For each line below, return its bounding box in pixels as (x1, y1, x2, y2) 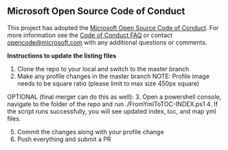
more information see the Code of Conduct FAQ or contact (7, 31, 173, 39)
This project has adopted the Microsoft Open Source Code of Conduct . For (7, 23, 219, 32)
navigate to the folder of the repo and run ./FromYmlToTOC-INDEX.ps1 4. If (7, 99, 218, 108)
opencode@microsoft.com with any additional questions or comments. (7, 38, 207, 47)
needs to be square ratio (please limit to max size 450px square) (16, 79, 200, 88)
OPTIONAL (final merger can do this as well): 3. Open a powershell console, (7, 92, 222, 101)
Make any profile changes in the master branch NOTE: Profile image (16, 72, 210, 80)
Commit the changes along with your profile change (16, 127, 165, 136)
